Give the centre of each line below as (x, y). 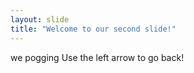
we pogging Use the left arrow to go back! (97, 57)
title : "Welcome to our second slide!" (93, 29)
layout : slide (40, 19)
